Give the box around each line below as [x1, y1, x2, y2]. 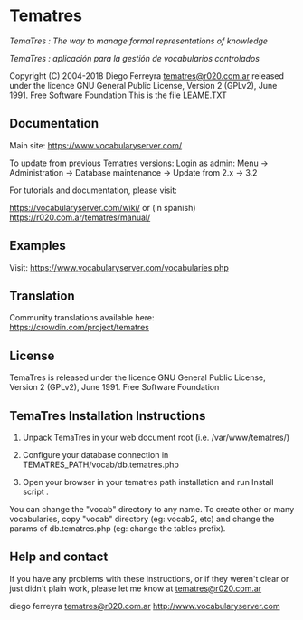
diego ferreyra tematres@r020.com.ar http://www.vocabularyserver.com [9, 600, 280, 611]
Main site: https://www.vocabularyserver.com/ [9, 139, 183, 150]
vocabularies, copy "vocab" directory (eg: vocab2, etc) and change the [9, 513, 275, 524]
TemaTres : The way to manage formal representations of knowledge [9, 35, 269, 46]
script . [22, 486, 50, 497]
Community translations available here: [9, 312, 156, 323]
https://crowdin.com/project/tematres [9, 322, 149, 333]
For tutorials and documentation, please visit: [9, 185, 178, 196]
